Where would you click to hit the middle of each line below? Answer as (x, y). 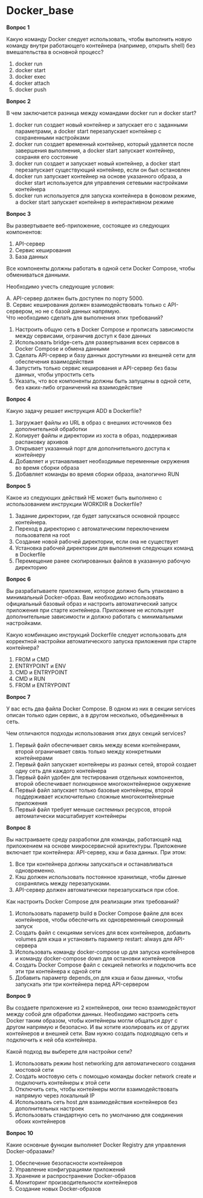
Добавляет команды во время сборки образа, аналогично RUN (97, 474)
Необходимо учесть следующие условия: (60, 286)
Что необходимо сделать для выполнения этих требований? (85, 317)
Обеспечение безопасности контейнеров (69, 1163)
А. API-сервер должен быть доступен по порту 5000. (75, 298)
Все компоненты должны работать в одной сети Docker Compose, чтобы (101, 268)
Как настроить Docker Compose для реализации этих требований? (93, 902)
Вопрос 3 (19, 213)
